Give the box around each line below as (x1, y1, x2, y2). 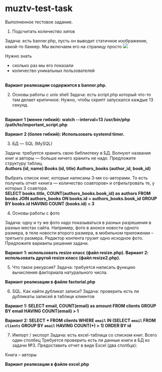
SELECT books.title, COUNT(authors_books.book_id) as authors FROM (5, 190, 151, 196)
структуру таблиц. (5, 160, 43, 166)
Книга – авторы (5, 352, 37, 357)
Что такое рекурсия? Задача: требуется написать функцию (12, 264, 136, 270)
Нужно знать (5, 53, 32, 59)
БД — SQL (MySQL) (12, 141, 53, 146)
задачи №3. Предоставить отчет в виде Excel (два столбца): (12, 342, 137, 348)
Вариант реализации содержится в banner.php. (5, 82, 107, 88)
